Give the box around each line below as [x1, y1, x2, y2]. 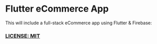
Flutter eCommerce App [5, 3, 109, 15]
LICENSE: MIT [5, 32, 41, 39]
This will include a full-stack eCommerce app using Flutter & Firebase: [5, 20, 152, 26]
